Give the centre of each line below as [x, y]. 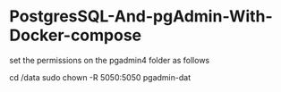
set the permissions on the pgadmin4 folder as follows [110, 60]
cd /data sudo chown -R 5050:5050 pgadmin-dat [100, 77]
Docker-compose [76, 35]
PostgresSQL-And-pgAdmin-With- [141, 17]
